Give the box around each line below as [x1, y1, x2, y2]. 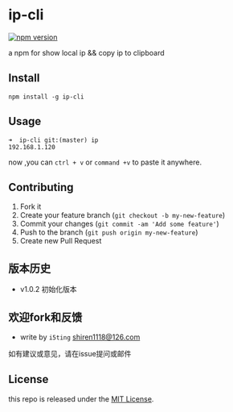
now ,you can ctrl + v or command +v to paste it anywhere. [8, 157, 202, 167]
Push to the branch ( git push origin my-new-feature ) [19, 227, 198, 237]
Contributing [8, 180, 74, 194]
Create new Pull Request [19, 236, 102, 246]
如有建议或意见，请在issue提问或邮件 [8, 349, 132, 358]
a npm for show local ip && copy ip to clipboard [8, 48, 165, 57]
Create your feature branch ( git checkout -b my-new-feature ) [19, 210, 226, 220]
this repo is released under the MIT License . [8, 393, 154, 404]
